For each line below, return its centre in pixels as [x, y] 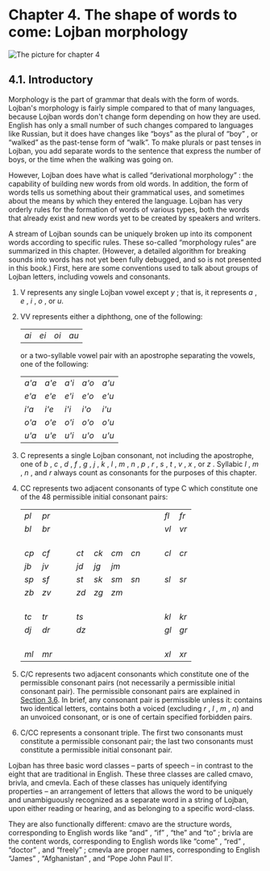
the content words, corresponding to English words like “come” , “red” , [127, 841]
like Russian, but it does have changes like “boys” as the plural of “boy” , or [133, 133]
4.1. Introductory [51, 80]
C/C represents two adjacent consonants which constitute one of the [135, 674]
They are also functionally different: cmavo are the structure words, [120, 824]
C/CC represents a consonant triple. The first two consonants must [131, 732]
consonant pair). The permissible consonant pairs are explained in [130, 691]
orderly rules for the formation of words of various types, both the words [129, 209]
